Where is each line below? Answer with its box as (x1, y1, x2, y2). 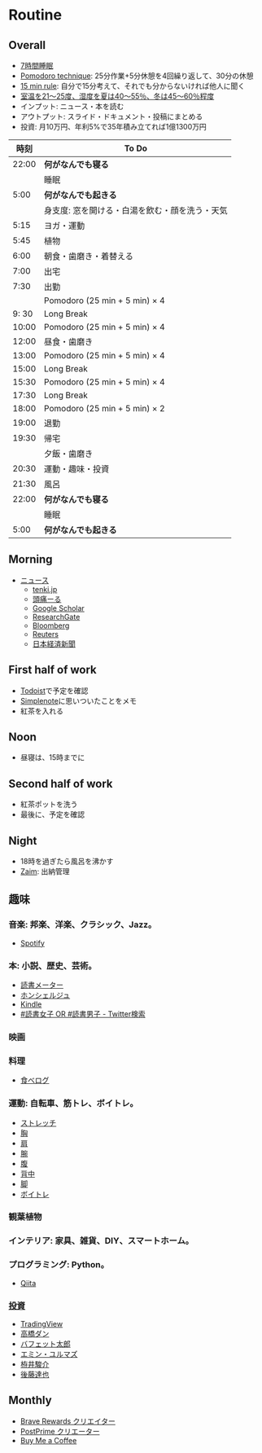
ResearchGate (32, 612, 81, 621)
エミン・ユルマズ (20, 1350, 78, 1359)
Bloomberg (32, 621, 70, 630)
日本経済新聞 (32, 639, 76, 648)
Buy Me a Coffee (20, 1435, 77, 1445)
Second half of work (8, 776, 113, 791)
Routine (8, 6, 63, 24)
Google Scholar (32, 603, 85, 612)
